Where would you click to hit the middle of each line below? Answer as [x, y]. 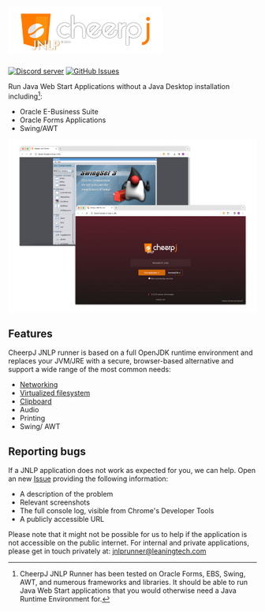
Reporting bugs [47, 451]
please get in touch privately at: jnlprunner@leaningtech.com [107, 551]
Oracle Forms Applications [63, 120]
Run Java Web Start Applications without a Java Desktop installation [119, 86]
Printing [32, 418]
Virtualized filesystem [55, 393]
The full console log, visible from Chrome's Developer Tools [117, 511]
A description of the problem [66, 494]
